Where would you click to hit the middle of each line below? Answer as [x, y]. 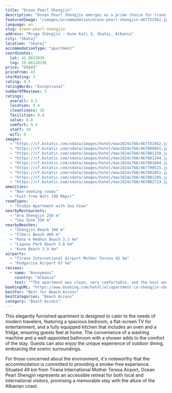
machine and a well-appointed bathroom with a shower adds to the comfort [85, 338]
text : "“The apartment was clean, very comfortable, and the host [87, 282]
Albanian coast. [22, 386]
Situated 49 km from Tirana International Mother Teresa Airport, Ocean [80, 370]
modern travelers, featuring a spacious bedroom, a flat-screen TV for [78, 321]
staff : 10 [20, 129]
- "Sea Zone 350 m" [31, 220]
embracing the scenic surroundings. [44, 349]
